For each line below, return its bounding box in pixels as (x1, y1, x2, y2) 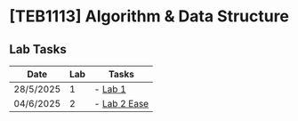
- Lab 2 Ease (93, 98, 149, 109)
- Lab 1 (93, 83, 126, 95)
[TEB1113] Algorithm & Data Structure (9, 6, 289, 27)
